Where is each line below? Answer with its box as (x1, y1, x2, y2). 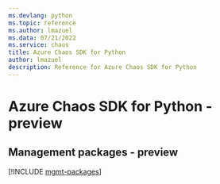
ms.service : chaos (8, 41, 69, 49)
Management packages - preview (8, 146, 179, 159)
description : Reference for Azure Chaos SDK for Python (8, 63, 197, 71)
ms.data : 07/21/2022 (8, 33, 77, 42)
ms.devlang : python (8, 11, 73, 20)
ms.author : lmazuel (8, 26, 73, 34)
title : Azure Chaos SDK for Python (8, 48, 126, 56)
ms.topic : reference (8, 19, 77, 27)
